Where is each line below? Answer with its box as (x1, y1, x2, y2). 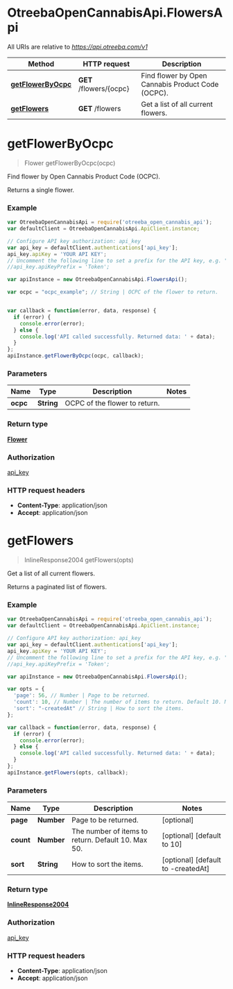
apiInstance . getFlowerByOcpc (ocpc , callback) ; (7, 353, 144, 360)
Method (27, 59, 55, 69)
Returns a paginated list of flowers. (7, 583, 107, 591)
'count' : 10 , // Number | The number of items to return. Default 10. (13, 699, 222, 706)
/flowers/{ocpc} (78, 83, 130, 93)
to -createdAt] (162, 864, 210, 874)
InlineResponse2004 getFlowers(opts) (24, 556, 134, 564)
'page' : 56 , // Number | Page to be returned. (13, 692, 150, 699)
